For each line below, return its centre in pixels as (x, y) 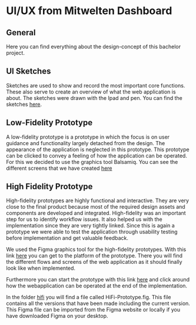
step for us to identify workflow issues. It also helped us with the (84, 219)
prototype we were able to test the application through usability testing (92, 232)
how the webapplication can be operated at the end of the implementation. (97, 286)
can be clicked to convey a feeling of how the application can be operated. (97, 155)
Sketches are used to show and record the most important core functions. (96, 85)
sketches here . (24, 104)
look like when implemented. (41, 268)
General (21, 33)
